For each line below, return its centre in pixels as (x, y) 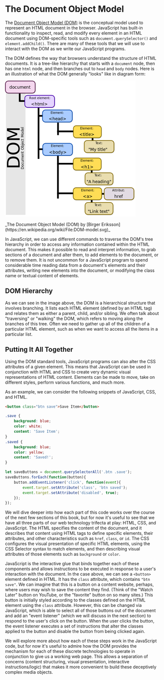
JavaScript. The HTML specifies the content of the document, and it (73, 528)
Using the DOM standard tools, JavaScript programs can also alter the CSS (81, 361)
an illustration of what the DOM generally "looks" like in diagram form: (75, 74)
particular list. (19, 334)
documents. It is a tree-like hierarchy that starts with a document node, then (80, 63)
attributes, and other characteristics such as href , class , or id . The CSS (77, 539)
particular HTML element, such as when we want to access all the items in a (82, 329)
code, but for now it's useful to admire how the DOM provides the (71, 646)
